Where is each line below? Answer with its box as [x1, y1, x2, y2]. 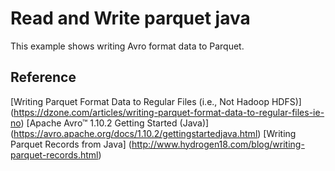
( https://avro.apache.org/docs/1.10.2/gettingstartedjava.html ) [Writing [10, 127, 297, 139]
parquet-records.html [10, 148, 99, 161]
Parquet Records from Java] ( [10, 138, 132, 150]
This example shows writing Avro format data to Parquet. [10, 40, 245, 52]
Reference [10, 69, 77, 86]
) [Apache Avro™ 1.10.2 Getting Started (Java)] [20, 117, 210, 129]
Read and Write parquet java [10, 7, 251, 30]
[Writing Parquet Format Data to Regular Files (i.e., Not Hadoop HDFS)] [10, 95, 302, 107]
